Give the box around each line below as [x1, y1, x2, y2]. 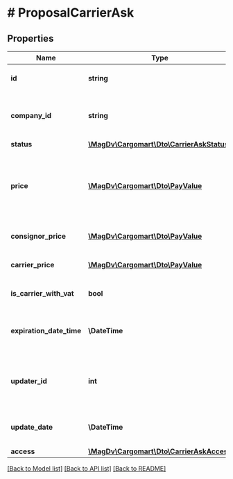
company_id [10, 111, 52, 120]
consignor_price [10, 231, 66, 241]
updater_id [10, 376, 47, 386]
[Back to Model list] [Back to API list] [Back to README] [7, 464, 166, 473]
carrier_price [10, 260, 55, 269]
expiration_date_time [10, 326, 82, 335]
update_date [10, 422, 53, 432]
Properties [7, 33, 54, 44]
